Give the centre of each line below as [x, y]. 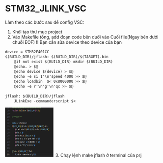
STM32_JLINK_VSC [46, 9]
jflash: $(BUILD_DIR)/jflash [35, 96]
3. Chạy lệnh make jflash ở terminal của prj [98, 155]
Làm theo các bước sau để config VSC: [45, 22]
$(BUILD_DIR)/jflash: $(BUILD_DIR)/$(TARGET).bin [57, 57]
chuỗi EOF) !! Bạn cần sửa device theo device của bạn [67, 42]
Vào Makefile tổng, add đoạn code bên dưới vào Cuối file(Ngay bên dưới [85, 37]
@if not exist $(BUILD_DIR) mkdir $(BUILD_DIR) [63, 62]
